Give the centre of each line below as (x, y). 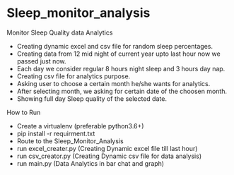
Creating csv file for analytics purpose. (74, 76)
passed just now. (41, 61)
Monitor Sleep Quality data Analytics (60, 32)
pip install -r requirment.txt (56, 133)
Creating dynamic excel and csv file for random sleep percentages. (115, 46)
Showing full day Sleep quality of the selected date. (92, 98)
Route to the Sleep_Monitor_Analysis (70, 141)
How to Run (24, 112)
